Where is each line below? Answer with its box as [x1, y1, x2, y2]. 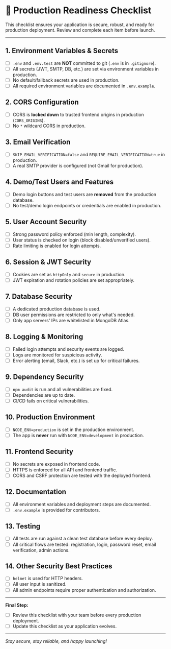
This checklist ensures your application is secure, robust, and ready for [5, 21, 154, 28]
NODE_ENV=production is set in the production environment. [12, 426, 135, 432]
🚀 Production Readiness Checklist [5, 5, 152, 16]
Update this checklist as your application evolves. [12, 623, 117, 629]
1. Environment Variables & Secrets [5, 46, 119, 55]
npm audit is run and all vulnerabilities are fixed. [12, 386, 113, 392]
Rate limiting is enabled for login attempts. [12, 243, 101, 249]
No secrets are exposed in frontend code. [12, 461, 100, 467]
